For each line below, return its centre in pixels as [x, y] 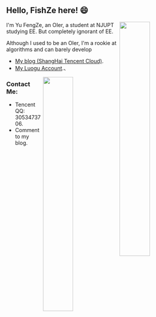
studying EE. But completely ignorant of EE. [60, 31]
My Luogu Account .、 [42, 68]
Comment [27, 130]
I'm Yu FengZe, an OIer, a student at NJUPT [60, 25]
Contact [18, 84]
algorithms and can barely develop [49, 49]
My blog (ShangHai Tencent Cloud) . [59, 61]
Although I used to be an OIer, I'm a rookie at [61, 43]
